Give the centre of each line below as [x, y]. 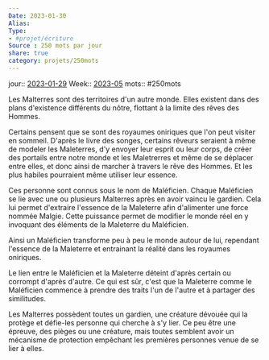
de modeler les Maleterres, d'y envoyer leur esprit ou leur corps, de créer [130, 149]
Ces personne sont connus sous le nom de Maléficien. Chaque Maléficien [131, 190]
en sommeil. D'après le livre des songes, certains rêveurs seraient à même [132, 140]
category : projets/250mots [54, 61]
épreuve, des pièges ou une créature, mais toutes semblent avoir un [122, 331]
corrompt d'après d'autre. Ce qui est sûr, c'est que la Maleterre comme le [130, 281]
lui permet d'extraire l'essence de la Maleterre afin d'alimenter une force [128, 207]
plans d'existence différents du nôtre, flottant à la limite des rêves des [124, 108]
